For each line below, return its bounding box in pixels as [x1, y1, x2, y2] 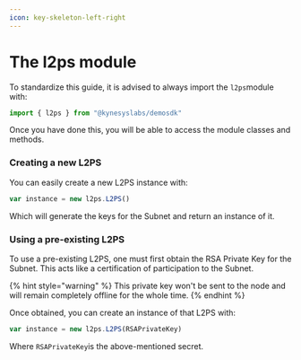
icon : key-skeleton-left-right [9, 13, 126, 22]
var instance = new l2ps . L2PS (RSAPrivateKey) [9, 324, 182, 333]
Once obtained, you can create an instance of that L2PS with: [9, 307, 236, 318]
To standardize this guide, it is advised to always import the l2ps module [9, 82, 275, 92]
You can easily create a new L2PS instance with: [9, 177, 188, 188]
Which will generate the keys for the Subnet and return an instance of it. [9, 210, 275, 221]
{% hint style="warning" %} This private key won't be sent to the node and [9, 280, 287, 291]
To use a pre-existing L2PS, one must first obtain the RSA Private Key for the [9, 253, 292, 264]
